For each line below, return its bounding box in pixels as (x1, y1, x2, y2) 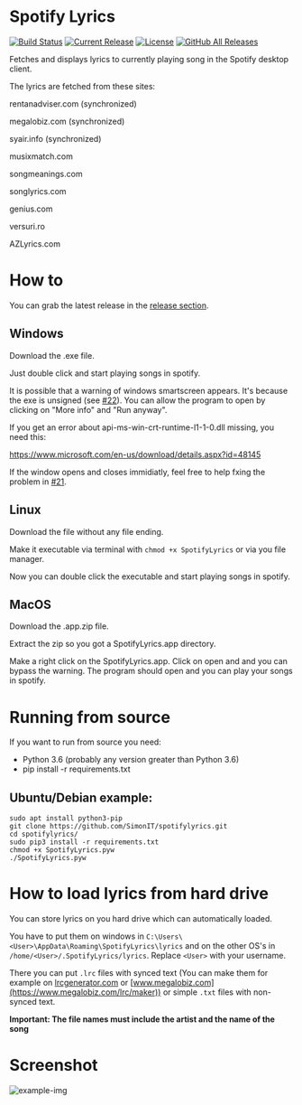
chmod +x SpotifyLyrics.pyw (9, 846, 115, 855)
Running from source (9, 707, 171, 727)
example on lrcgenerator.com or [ (9, 978, 133, 988)
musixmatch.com (9, 151, 74, 162)
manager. (9, 553, 45, 564)
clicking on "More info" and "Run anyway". (9, 404, 168, 415)
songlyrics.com (9, 185, 67, 196)
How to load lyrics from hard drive (9, 884, 269, 904)
